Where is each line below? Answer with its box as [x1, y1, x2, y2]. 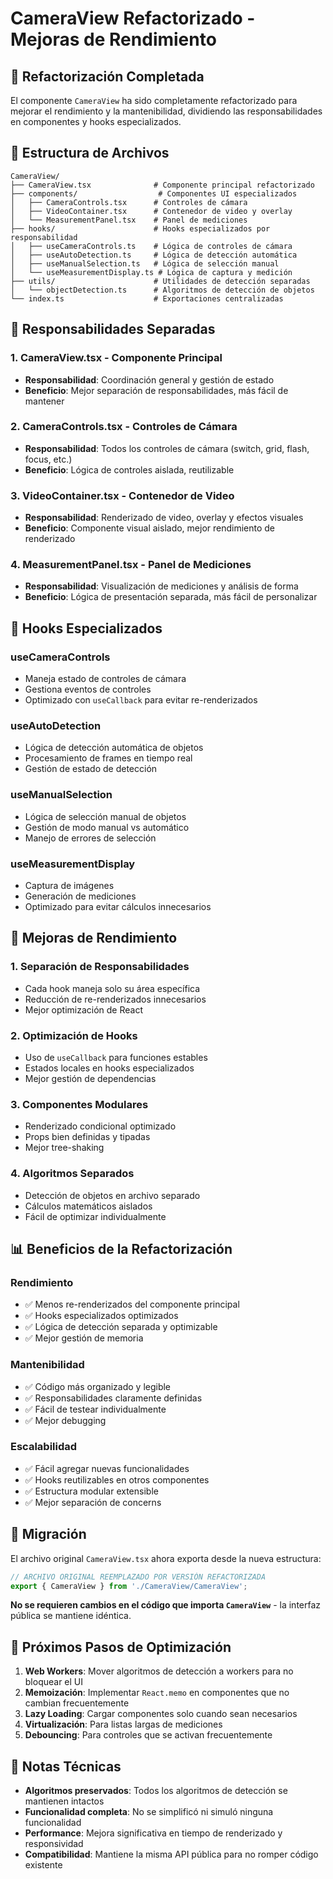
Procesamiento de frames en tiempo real [24, 752, 193, 764]
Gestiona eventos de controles [24, 683, 152, 696]
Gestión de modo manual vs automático [24, 821, 190, 833]
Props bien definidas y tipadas [24, 1131, 151, 1143]
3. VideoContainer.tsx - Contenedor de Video [10, 488, 235, 502]
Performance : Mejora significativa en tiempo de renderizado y [24, 1827, 283, 1839]
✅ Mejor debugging [24, 1414, 107, 1426]
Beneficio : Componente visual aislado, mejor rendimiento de [24, 522, 276, 534]
